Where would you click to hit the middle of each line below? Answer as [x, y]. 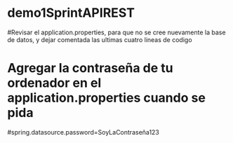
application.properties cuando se [106, 98]
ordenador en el [54, 83]
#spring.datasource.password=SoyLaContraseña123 [84, 132]
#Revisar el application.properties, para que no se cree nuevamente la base [116, 32]
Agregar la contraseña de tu [90, 68]
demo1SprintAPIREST [71, 13]
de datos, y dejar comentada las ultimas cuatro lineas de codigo [100, 39]
